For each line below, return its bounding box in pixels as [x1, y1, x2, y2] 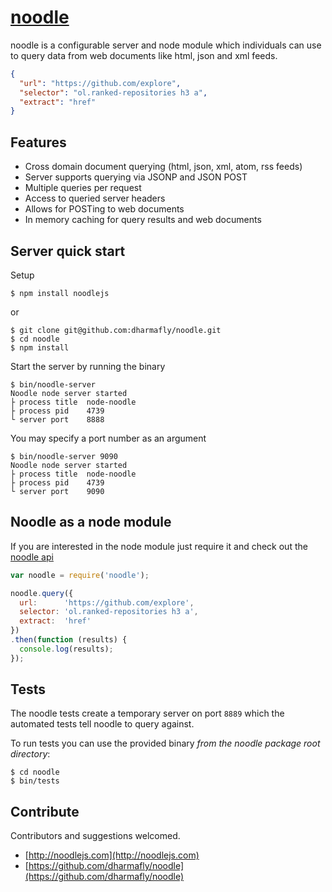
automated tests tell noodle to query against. [10, 718, 195, 730]
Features [10, 134, 67, 151]
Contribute [10, 803, 80, 820]
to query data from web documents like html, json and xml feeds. [10, 49, 278, 61]
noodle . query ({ [10, 588, 74, 598]
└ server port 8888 [10, 414, 105, 425]
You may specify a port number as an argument [10, 432, 207, 444]
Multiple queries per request [24, 182, 142, 194]
